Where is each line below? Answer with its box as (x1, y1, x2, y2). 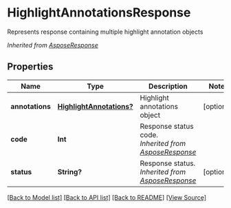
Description (148, 81, 188, 91)
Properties (7, 61, 54, 73)
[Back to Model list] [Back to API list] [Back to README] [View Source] (7, 193, 207, 201)
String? (57, 167, 82, 176)
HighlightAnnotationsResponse (7, 5, 191, 21)
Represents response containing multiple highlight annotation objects (7, 28, 203, 36)
